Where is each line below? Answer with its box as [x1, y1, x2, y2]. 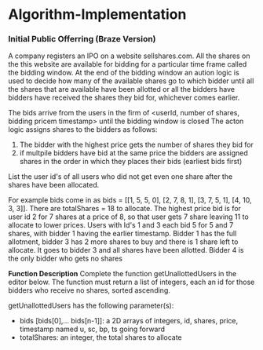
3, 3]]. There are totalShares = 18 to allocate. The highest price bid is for [8, 204, 242, 213]
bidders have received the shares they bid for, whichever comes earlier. [8, 93, 240, 103]
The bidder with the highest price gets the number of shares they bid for [19, 140, 254, 150]
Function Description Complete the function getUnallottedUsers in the [8, 269, 237, 279]
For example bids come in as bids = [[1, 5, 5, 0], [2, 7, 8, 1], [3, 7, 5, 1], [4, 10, [8, 195, 252, 205]
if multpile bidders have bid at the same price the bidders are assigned [19, 148, 249, 158]
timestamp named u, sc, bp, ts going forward [19, 324, 166, 334]
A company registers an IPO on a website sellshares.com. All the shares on [8, 51, 250, 60]
